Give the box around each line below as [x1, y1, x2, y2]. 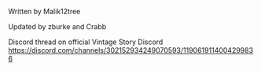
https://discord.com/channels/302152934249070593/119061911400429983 [8, 46, 254, 54]
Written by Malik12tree [8, 7, 81, 16]
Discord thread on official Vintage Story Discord [8, 37, 164, 47]
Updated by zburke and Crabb [8, 22, 107, 31]
